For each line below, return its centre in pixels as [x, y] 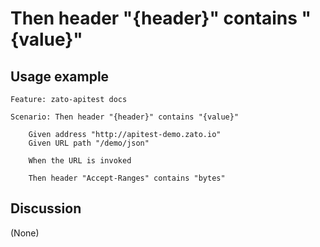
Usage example [60, 76]
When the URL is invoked [80, 161]
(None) [25, 233]
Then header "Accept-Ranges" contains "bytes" [127, 178]
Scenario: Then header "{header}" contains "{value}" [125, 117]
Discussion [46, 208]
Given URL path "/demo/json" [89, 143]
